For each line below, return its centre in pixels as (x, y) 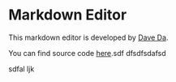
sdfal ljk (21, 69)
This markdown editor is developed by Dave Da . (88, 37)
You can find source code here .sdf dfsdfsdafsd (87, 53)
